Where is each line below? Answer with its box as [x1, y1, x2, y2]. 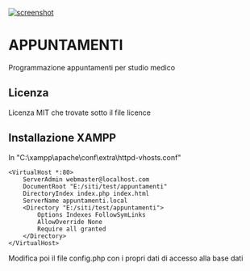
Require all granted [37, 225, 106, 233]
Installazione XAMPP [8, 131, 117, 145]
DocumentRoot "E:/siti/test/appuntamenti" [23, 182, 168, 190]
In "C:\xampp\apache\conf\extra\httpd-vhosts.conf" [8, 152, 181, 162]
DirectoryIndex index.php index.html [23, 189, 150, 197]
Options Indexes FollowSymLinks [37, 210, 147, 218]
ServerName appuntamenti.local [23, 197, 128, 205]
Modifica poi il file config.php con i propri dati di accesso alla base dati [8, 253, 244, 263]
